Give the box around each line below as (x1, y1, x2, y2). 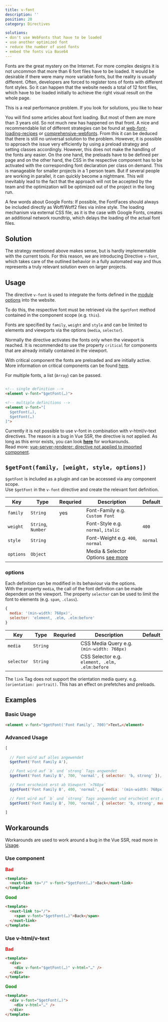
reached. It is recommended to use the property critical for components (5, 342, 157, 348)
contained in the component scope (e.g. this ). (5, 312, 101, 318)
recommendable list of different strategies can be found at (5, 125, 125, 131)
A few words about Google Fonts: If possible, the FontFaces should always (5, 199, 159, 205)
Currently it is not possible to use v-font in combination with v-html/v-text (5, 428, 156, 434)
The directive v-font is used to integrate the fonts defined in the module (5, 292, 153, 298)
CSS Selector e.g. (80, 653, 122, 660)
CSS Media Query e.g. (80, 640, 132, 647)
